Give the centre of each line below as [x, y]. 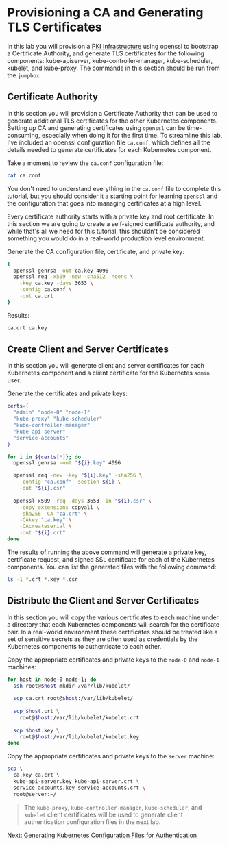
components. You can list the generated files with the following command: [112, 567]
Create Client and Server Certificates [88, 350]
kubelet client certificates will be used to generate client [103, 814]
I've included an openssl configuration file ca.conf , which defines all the [109, 142]
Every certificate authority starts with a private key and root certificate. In [111, 216]
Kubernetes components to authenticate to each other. [84, 646]
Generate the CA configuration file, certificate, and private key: [96, 251]
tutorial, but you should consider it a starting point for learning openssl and [112, 196]
